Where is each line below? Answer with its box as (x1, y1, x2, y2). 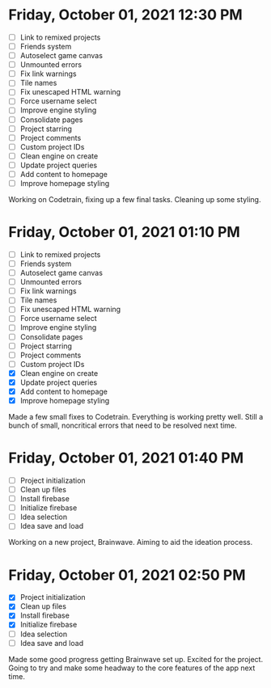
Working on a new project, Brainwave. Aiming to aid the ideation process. (8, 538, 253, 547)
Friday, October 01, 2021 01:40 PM (8, 449, 244, 467)
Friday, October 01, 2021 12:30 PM (8, 6, 243, 24)
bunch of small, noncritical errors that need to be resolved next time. (8, 420, 237, 430)
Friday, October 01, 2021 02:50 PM (8, 566, 246, 584)
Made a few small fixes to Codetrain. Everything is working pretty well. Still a (8, 412, 264, 421)
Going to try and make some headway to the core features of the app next (8, 663, 256, 673)
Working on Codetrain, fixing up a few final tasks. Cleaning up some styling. (8, 195, 261, 204)
